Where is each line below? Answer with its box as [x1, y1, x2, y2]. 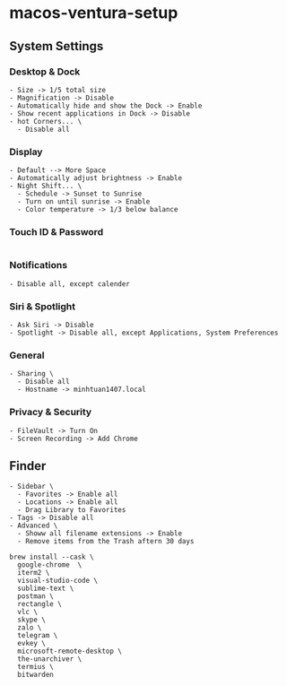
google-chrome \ [17, 560, 83, 569]
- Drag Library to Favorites [17, 506, 126, 515]
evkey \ [17, 639, 47, 648]
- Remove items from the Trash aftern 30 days [17, 537, 195, 546]
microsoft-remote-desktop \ [17, 647, 123, 656]
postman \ [17, 592, 54, 601]
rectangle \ [17, 600, 63, 609]
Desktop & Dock [9, 65, 81, 78]
